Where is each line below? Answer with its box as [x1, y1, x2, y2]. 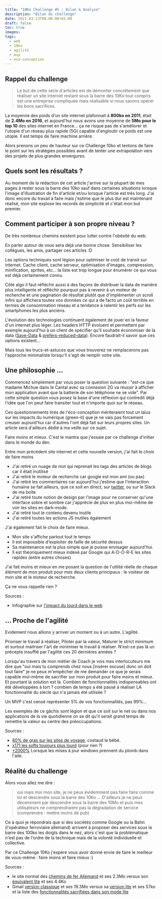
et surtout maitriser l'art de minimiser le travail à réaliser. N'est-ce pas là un [5, 644, 155, 650]
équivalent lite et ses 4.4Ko [12, 879, 66, 884]
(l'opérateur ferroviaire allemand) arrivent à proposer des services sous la [5, 825, 152, 830]
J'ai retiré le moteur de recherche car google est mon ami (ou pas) [12, 473, 145, 479]
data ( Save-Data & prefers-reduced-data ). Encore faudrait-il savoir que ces [5, 332, 155, 338]
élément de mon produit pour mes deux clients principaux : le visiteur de [5, 569, 149, 575]
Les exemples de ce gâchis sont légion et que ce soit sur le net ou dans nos [5, 708, 156, 714]
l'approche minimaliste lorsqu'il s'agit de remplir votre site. [5, 352, 122, 358]
